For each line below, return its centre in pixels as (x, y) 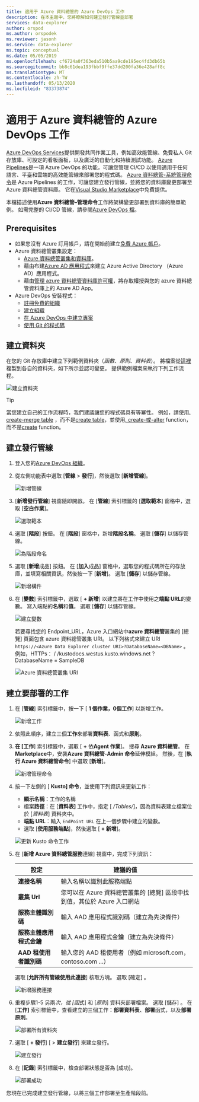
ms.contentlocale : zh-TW (37, 78)
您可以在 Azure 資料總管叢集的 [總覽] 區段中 (122, 893)
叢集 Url (29, 897)
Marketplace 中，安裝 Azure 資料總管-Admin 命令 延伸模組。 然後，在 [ (100, 754)
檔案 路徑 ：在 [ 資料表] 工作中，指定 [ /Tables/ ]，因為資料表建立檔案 (105, 807)
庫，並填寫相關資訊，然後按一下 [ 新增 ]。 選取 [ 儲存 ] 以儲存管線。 (94, 574)
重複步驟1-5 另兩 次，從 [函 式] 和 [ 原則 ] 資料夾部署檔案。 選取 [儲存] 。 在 (103, 1002)
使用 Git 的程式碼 (44, 325)
